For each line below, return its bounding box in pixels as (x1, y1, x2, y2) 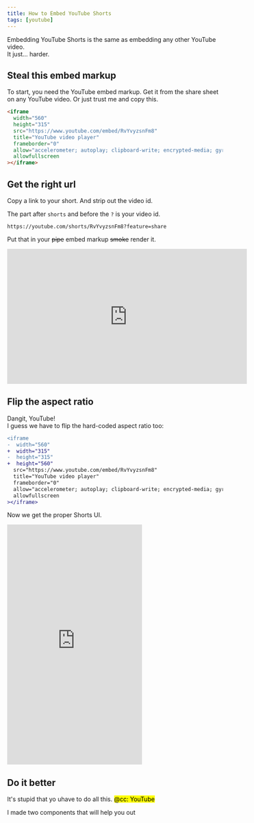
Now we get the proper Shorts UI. (7, 511, 102, 519)
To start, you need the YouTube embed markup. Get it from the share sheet (7, 88, 219, 96)
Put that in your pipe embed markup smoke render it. (7, 235, 156, 243)
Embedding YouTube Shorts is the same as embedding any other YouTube (7, 35, 216, 43)
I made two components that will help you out (7, 809, 136, 817)
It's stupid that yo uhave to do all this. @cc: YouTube (7, 795, 155, 803)
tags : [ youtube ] (7, 16, 53, 23)
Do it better (7, 776, 56, 789)
